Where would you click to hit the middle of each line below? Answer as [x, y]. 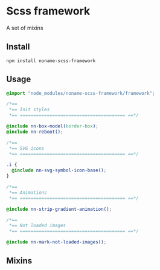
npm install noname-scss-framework [51, 61]
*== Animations [28, 192]
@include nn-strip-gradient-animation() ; [59, 209]
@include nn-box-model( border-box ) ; [52, 126]
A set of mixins [25, 28]
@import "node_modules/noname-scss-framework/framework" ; [81, 93]
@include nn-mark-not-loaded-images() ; [56, 242]
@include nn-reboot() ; [35, 132]
